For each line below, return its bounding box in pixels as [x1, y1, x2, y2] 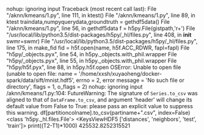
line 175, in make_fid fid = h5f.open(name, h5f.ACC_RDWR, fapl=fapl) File [6, 44, 190, 51]
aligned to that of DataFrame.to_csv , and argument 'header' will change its [6, 96, 192, 103]
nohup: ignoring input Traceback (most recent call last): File [6, 5, 157, 12]
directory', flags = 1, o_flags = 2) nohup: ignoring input [6, 83, 143, 90]
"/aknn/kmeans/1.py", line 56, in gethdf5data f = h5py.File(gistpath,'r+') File [6, 24, 195, 32]
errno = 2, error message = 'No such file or [76, 76, 184, 84]
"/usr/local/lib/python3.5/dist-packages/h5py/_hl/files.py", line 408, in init [6, 31, 192, 38]
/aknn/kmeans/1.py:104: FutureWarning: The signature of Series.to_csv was [6, 90, 198, 97]
